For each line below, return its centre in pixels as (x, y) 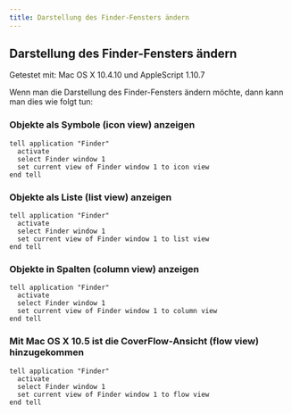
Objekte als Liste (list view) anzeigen (91, 197)
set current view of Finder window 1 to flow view (113, 394)
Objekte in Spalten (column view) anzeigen (104, 269)
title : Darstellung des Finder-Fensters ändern (100, 17)
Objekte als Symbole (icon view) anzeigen (102, 125)
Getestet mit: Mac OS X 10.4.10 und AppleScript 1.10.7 (107, 75)
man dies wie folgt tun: (51, 102)
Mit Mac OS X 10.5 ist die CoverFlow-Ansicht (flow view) (134, 342)
